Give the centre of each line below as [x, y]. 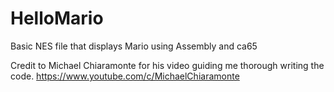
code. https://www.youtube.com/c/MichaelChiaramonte [125, 76]
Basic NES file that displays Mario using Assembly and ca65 [134, 46]
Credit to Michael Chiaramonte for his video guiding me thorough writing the [167, 65]
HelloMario [57, 18]
